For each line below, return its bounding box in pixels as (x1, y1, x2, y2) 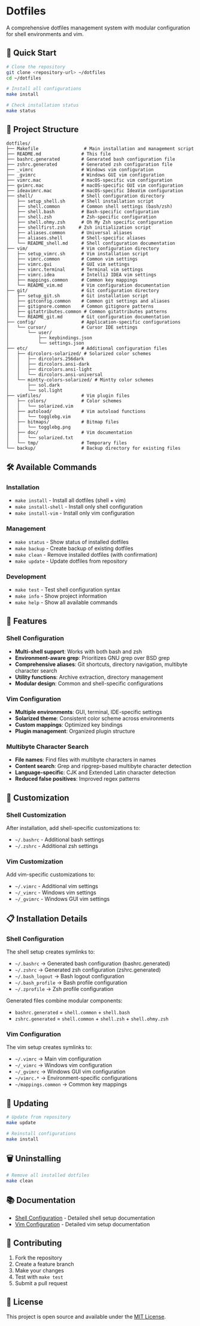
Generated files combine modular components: (6, 997, 123, 1004)
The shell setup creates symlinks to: (6, 948, 95, 955)
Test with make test (14, 1273, 63, 1280)
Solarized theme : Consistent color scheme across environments (14, 715, 175, 722)
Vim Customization (6, 857, 63, 865)
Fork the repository (14, 1254, 63, 1261)
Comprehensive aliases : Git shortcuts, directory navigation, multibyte (14, 661, 188, 668)
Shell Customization (6, 811, 66, 819)
